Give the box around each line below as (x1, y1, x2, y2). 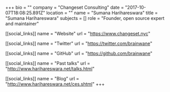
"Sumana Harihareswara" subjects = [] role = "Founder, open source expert (5, 15, 165, 21)
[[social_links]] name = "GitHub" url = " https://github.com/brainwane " (5, 51, 153, 56)
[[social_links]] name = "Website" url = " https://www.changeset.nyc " (5, 31, 151, 36)
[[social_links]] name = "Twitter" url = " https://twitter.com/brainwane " (5, 40, 153, 47)
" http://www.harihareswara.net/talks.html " (5, 66, 95, 72)
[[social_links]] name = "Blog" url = (5, 76, 79, 81)
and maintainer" (5, 20, 39, 27)
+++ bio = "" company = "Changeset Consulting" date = (5, 5, 124, 10)
